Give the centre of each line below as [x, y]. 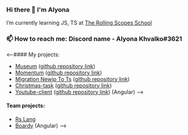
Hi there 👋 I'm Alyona [38, 10]
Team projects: [26, 106]
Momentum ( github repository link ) [59, 73]
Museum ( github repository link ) [55, 66]
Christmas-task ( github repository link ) [63, 85]
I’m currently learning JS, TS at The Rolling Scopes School [79, 23]
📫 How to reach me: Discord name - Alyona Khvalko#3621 [94, 39]
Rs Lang [25, 119]
